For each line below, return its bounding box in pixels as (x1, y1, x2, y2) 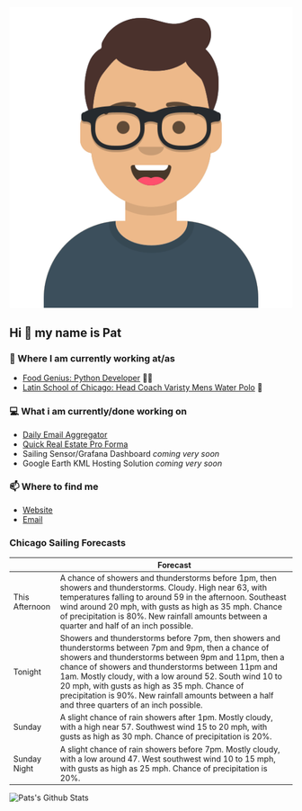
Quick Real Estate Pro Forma (22, 439, 129, 450)
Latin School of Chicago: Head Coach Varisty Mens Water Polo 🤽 (22, 382, 263, 393)
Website (22, 504, 54, 515)
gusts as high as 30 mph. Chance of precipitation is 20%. (59, 731, 272, 742)
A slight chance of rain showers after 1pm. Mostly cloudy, (59, 712, 273, 723)
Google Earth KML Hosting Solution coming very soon (22, 458, 223, 468)
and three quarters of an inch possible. (59, 700, 203, 710)
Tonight (13, 666, 42, 677)
